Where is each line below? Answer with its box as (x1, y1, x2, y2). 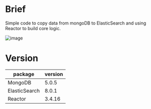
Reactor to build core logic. (5, 25, 61, 31)
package (13, 70, 34, 77)
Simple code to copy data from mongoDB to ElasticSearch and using (5, 20, 146, 26)
